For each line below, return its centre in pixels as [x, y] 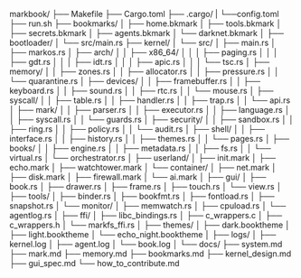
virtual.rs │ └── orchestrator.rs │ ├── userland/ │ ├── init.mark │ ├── [143, 158]
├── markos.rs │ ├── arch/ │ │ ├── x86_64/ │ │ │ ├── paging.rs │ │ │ [144, 52]
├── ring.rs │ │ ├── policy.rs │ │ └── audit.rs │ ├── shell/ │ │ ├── [137, 129]
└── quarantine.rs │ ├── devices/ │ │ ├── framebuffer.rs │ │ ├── [135, 81]
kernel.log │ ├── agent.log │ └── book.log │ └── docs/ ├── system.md [146, 244]
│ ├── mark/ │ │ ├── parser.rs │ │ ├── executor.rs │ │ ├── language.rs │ [150, 110]
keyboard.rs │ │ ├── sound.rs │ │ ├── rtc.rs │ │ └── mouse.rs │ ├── [141, 91]
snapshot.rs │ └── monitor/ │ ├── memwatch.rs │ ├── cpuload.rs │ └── [148, 206]
